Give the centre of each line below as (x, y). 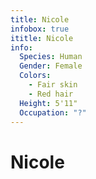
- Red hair (51, 94)
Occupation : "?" (53, 112)
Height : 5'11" (48, 103)
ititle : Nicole (42, 38)
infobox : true (40, 29)
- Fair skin (53, 85)
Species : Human (51, 57)
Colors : (35, 76)
